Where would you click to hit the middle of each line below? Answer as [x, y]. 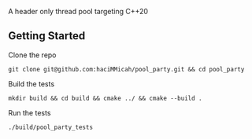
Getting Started [47, 36]
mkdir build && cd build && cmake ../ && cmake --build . [105, 98]
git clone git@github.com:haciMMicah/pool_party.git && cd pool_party [126, 69]
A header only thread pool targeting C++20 [78, 11]
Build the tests [31, 84]
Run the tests [30, 112]
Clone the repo [32, 55]
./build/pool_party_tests [50, 127]
